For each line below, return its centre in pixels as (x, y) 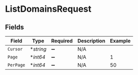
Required (62, 41)
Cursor (15, 49)
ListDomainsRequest (48, 9)
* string (38, 49)
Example (120, 41)
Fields (15, 27)
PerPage (16, 65)
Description (92, 41)
